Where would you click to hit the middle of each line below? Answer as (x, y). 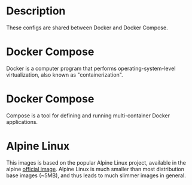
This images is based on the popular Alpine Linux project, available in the (96, 162)
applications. (22, 122)
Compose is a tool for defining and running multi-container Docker (88, 116)
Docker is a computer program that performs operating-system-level (91, 68)
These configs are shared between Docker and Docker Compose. (87, 28)
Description (36, 11)
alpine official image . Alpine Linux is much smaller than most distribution (95, 169)
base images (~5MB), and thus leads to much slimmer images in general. (96, 175)
